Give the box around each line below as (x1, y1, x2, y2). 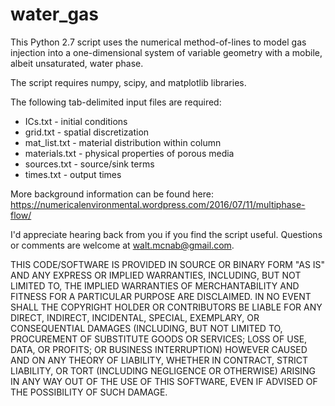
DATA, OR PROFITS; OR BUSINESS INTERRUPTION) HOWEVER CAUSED (10, 343, 308, 355)
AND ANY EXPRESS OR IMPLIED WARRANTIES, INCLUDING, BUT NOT (10, 269, 302, 281)
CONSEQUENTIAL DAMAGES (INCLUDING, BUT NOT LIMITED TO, (10, 322, 283, 334)
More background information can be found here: (10, 188, 214, 200)
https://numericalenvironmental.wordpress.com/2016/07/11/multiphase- (10, 198, 306, 210)
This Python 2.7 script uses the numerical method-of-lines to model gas (10, 36, 307, 48)
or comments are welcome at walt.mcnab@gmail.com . (10, 239, 235, 251)
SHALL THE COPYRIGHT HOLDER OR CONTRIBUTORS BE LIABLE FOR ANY (10, 301, 323, 313)
